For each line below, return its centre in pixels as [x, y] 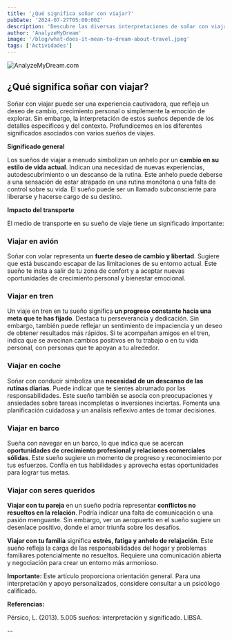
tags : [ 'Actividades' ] [40, 46]
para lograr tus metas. [39, 473]
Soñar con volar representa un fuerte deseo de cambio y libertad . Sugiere [113, 256]
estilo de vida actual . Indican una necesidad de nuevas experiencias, [106, 167]
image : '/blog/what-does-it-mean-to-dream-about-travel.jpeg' [98, 39]
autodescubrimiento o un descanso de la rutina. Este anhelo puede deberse [115, 174]
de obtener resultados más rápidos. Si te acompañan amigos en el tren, [109, 333]
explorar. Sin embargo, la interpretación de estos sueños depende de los [110, 118]
